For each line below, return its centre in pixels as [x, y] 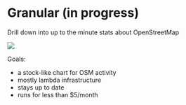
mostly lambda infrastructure [59, 80]
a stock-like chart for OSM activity [67, 72]
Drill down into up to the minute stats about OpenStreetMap [93, 32]
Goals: [16, 59]
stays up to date [41, 87]
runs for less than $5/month [58, 94]
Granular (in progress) [73, 13]
